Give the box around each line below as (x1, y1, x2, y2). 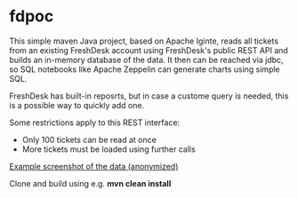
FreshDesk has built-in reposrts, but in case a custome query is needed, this (9, 91, 289, 101)
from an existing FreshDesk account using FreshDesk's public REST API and (9, 44, 289, 55)
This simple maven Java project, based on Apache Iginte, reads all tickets (9, 36, 278, 46)
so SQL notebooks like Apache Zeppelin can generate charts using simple (9, 64, 280, 75)
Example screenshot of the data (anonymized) (9, 161, 179, 171)
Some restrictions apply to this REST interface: (9, 117, 181, 128)
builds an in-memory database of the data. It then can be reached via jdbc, (9, 54, 284, 65)
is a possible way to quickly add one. (9, 99, 145, 110)
